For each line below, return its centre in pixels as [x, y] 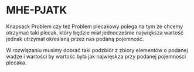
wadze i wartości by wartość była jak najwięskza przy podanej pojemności [96, 56]
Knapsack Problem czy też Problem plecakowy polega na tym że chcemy [95, 26]
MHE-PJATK [37, 10]
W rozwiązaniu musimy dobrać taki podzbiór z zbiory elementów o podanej [97, 50]
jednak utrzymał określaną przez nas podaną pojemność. [75, 39]
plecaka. [16, 63]
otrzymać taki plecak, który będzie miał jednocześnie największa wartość [95, 32]
